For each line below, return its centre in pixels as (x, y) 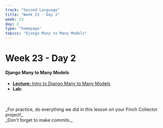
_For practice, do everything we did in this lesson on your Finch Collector (81, 109)
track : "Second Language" (32, 10)
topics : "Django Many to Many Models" (46, 33)
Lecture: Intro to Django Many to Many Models (61, 84)
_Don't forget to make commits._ (39, 120)
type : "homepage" (24, 29)
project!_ (14, 115)
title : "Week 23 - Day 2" (32, 15)
